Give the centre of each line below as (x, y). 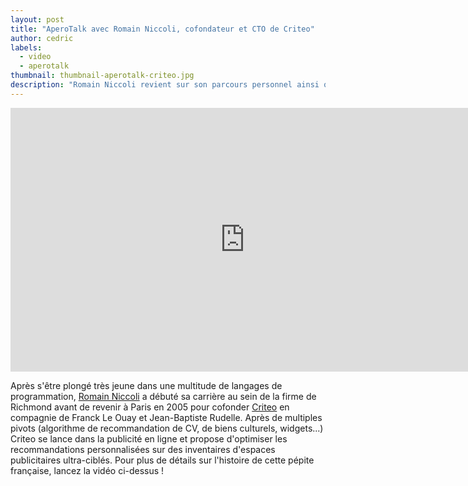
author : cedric (42, 38)
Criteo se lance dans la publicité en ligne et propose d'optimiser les (149, 438)
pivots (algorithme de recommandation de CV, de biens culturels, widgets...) (167, 428)
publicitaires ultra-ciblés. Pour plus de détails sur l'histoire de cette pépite (162, 460)
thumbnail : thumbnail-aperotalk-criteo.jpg (102, 76)
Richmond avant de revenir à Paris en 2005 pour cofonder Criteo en (150, 407)
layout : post (37, 19)
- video (35, 57)
